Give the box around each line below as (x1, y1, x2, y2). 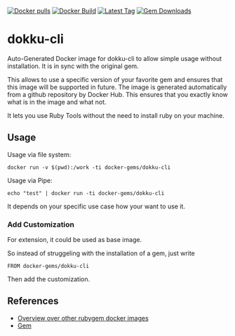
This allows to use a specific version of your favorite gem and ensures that (7, 75, 223, 83)
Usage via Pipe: (7, 176, 53, 184)
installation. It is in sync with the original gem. (7, 62, 139, 70)
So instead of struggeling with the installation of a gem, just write (7, 249, 195, 257)
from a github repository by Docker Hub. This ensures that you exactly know (7, 90, 228, 98)
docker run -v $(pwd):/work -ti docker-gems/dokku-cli (7, 163, 171, 171)
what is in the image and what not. (7, 98, 107, 106)
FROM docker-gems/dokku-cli (7, 263, 90, 270)
